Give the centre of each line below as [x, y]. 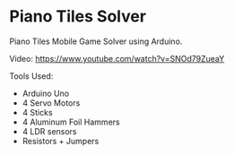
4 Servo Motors [51, 103]
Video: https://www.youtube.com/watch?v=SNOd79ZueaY [117, 58]
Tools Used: [31, 76]
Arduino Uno [46, 93]
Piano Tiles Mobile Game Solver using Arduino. [96, 41]
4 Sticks [37, 112]
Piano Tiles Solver [78, 17]
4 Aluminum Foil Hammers [71, 122]
